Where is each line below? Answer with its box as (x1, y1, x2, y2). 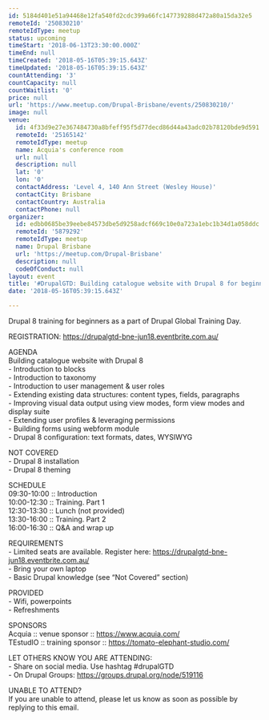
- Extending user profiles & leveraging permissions (8, 416, 175, 424)
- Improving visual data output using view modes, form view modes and (8, 398, 245, 408)
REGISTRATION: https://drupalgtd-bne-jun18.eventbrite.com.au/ (8, 332, 219, 341)
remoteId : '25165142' (15, 131, 88, 139)
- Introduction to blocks (8, 364, 86, 373)
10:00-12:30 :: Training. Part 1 (8, 497, 106, 507)
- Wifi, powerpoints (8, 597, 72, 605)
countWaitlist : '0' (8, 86, 74, 95)
